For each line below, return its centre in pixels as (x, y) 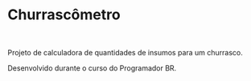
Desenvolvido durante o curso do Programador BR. (92, 68)
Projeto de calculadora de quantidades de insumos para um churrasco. (125, 52)
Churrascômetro (64, 15)
